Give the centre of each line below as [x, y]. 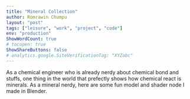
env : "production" [29, 34]
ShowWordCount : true [32, 39]
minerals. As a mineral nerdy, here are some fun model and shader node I [95, 85]
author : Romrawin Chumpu [37, 17]
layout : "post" [25, 22]
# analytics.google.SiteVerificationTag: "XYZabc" [70, 55]
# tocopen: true [26, 45]
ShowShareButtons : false [37, 50]
